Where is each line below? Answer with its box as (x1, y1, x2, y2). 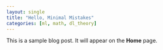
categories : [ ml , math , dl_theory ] (6, 20, 97, 26)
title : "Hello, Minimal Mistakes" (6, 15, 95, 21)
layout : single (6, 9, 45, 15)
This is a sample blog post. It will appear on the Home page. (6, 37, 158, 45)
